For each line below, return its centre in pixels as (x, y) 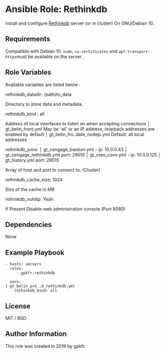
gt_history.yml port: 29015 (32, 160)
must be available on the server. (50, 56)
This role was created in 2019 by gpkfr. (46, 346)
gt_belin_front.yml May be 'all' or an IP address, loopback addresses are (80, 129)
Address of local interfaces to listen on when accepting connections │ (78, 123)
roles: (17, 269)
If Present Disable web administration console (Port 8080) (65, 209)
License (18, 306)
